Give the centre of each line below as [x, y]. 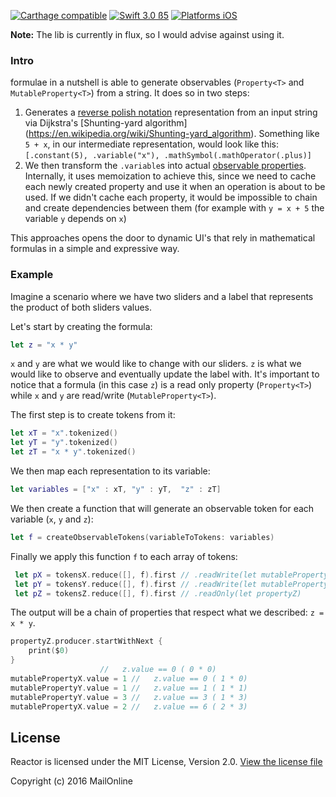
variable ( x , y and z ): [52, 519]
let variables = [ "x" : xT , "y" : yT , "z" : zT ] [116, 490]
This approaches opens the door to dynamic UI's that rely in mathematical [163, 238]
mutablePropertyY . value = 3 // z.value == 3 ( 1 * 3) [129, 697]
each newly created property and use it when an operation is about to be [175, 187]
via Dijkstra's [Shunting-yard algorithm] [106, 123]
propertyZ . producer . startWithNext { [86, 641]
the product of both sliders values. [81, 307]
